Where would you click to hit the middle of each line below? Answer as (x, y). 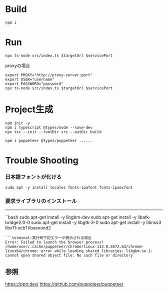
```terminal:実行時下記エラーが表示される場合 (48, 238)
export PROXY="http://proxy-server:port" (49, 75)
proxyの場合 (18, 65)
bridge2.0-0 (18, 222)
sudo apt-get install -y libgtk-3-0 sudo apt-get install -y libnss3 (96, 222)
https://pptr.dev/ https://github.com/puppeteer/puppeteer (64, 284)
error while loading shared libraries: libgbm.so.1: (97, 251)
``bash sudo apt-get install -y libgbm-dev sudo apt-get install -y (71, 217)
